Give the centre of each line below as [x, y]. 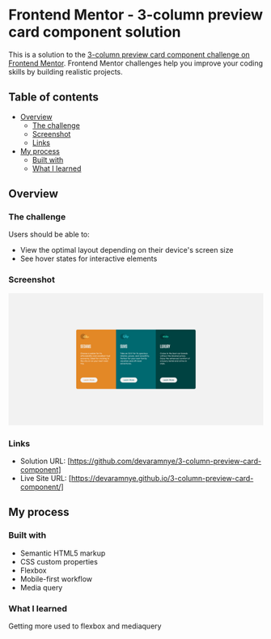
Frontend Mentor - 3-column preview [136, 15]
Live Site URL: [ [46, 478]
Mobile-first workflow [56, 579]
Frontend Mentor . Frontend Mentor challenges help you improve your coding [136, 63]
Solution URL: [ [45, 461]
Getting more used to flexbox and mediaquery [85, 626]
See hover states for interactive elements [89, 259]
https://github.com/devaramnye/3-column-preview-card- [165, 461]
